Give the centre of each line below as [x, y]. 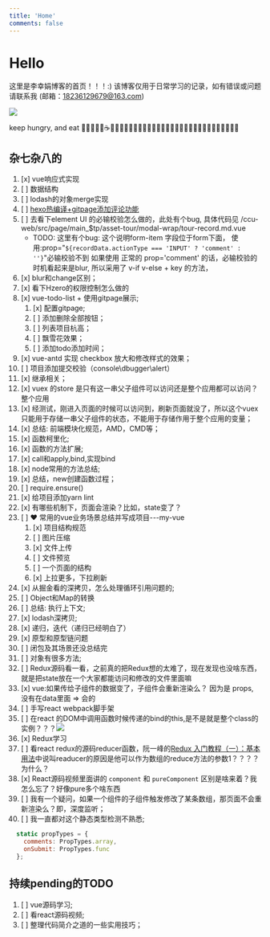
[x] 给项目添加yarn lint [57, 497]
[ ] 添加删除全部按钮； [69, 318]
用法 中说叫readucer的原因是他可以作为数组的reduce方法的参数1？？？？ [140, 759]
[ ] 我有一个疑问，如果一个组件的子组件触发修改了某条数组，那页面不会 [137, 799]
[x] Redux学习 [44, 739]
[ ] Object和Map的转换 [58, 598]
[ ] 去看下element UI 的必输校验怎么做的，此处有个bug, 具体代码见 [130, 219]
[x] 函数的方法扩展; [52, 449]
